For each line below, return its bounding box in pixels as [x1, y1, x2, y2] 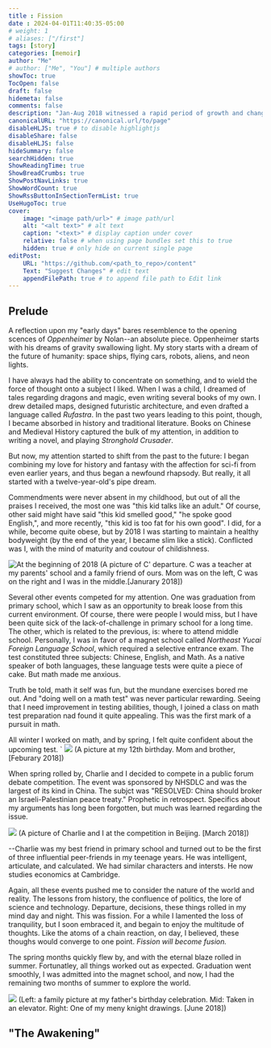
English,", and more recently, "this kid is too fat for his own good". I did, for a [8, 518, 262, 528]
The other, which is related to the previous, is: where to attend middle [8, 627, 240, 637]
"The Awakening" [8, 1026, 101, 1041]
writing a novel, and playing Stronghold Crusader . [8, 436, 173, 445]
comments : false [8, 102, 63, 110]
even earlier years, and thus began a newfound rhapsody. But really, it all [8, 469, 251, 478]
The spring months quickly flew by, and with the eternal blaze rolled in [8, 953, 242, 962]
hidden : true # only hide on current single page [23, 244, 194, 253]
